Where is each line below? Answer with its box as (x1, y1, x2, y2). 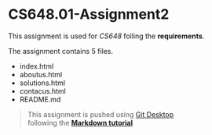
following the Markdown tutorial (27, 118, 133, 127)
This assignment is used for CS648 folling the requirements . (8, 31, 205, 41)
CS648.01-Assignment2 (8, 5, 170, 23)
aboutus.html (19, 69, 63, 79)
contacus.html (19, 86, 67, 95)
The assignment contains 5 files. (8, 46, 114, 55)
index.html (19, 61, 54, 71)
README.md (19, 94, 61, 104)
